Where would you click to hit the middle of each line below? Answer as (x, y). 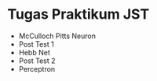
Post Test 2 (37, 61)
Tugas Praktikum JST (78, 14)
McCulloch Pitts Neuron (57, 36)
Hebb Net (34, 52)
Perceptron (37, 69)
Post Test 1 (36, 44)
